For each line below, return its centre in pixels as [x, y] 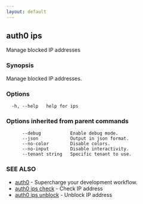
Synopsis [20, 65]
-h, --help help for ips [45, 106]
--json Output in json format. [75, 139]
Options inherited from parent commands [68, 121]
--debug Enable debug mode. [70, 134]
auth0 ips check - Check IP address [59, 189]
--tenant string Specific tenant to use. [77, 154]
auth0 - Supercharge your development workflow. [76, 182]
